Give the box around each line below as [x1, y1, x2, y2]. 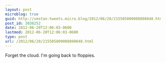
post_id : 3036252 [5, 21, 41, 26]
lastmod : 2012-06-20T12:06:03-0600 [5, 30, 79, 35]
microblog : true [5, 12, 39, 17]
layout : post [5, 7, 32, 12]
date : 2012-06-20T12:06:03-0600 [5, 25, 72, 30]
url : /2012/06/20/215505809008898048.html [5, 39, 94, 44]
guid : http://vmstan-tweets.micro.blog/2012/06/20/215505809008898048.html [5, 16, 165, 21]
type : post [5, 35, 28, 40]
